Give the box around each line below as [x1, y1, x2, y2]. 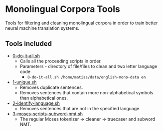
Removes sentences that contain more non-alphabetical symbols [19, 89, 154, 95]
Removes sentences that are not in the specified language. [19, 105, 141, 111]
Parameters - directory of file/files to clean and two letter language [19, 63, 158, 69]
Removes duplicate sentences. [19, 84, 83, 90]
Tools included [5, 40, 52, 48]
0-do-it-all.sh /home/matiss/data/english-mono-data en [27, 74, 146, 80]
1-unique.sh [12, 79, 37, 85]
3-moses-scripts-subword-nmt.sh [12, 111, 83, 117]
